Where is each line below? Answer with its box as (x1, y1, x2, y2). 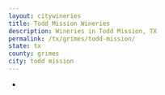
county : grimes (8, 50, 60, 58)
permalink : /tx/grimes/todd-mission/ (8, 34, 136, 43)
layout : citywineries (8, 11, 82, 20)
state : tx (8, 42, 42, 50)
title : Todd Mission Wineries (8, 19, 111, 28)
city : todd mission (8, 58, 74, 66)
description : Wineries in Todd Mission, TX (8, 27, 158, 35)
